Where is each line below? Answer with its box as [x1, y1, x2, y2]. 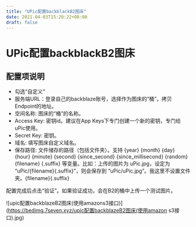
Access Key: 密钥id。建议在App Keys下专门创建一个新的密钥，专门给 [14, 118, 181, 125]
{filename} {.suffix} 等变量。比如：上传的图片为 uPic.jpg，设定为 [14, 160, 170, 167]
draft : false [6, 19, 38, 25]
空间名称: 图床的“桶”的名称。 [14, 110, 84, 117]
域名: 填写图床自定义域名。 [14, 139, 80, 146]
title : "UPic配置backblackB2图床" [6, 8, 87, 15]
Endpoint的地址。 [14, 103, 57, 110]
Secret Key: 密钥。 [14, 132, 60, 139]
